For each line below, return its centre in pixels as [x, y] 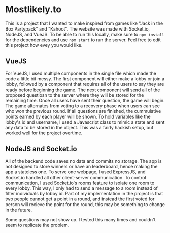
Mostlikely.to [33, 9]
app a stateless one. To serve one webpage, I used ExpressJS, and [75, 172]
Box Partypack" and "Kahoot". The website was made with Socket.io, [78, 28]
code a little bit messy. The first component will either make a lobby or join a [85, 79]
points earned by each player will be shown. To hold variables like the [78, 116]
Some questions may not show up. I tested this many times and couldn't [80, 219]
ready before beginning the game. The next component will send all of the [83, 90]
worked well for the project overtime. [44, 133]
